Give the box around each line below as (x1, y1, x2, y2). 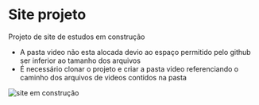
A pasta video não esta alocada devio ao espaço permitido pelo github (19, 47, 252, 56)
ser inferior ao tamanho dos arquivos (19, 56, 141, 65)
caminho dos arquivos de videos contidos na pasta (19, 72, 187, 82)
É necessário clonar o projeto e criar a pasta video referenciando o (19, 64, 239, 73)
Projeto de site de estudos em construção (8, 32, 145, 41)
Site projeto (8, 6, 87, 24)
